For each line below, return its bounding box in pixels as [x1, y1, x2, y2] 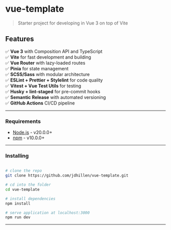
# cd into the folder [5, 182, 51, 188]
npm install [5, 201, 31, 206]
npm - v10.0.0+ [12, 135, 45, 141]
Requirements [5, 118, 41, 125]
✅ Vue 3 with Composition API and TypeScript [5, 48, 103, 54]
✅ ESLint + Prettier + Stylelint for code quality [5, 77, 103, 83]
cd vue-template [5, 187, 40, 192]
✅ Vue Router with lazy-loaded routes [5, 60, 85, 66]
